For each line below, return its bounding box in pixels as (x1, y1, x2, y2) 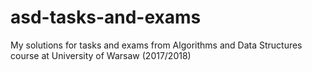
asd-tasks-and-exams (10, 6, 202, 29)
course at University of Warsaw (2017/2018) (10, 49, 192, 61)
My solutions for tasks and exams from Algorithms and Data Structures (10, 39, 303, 51)
